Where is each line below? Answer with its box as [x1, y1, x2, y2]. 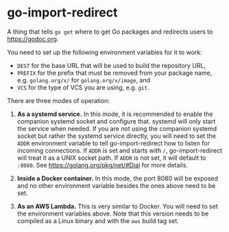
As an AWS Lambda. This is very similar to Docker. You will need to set [16, 202, 218, 210]
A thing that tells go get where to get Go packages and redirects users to [7, 27, 213, 36]
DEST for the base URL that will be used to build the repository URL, [16, 61, 206, 69]
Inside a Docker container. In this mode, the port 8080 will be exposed [16, 174, 218, 183]
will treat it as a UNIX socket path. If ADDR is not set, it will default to [16, 153, 206, 162]
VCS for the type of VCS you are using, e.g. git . [16, 83, 149, 91]
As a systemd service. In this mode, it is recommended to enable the [16, 110, 214, 118]
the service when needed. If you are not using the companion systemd [16, 124, 217, 132]
